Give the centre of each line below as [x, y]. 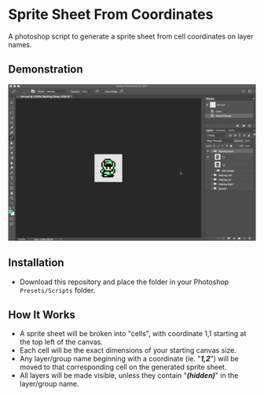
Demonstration [46, 70]
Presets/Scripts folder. [57, 290]
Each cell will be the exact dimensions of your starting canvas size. [128, 350]
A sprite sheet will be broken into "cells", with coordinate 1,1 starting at [133, 334]
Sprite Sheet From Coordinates [111, 15]
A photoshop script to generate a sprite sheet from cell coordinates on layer [131, 36]
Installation [36, 263]
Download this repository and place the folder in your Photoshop [124, 282]
